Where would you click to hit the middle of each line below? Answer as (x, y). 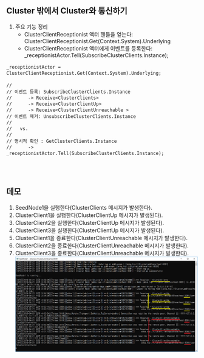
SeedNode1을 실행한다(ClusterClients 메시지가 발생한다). (84, 207)
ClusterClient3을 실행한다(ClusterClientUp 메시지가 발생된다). (90, 230)
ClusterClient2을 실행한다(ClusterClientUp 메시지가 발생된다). (90, 222)
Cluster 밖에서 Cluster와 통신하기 (67, 11)
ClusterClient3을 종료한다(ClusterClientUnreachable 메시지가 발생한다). (102, 253)
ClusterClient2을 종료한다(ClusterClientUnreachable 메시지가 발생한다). (102, 246)
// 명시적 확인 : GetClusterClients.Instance (62, 141)
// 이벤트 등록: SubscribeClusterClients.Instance (68, 92)
